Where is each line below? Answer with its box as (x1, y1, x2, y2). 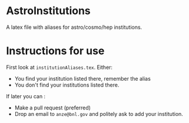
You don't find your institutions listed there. (14, 81, 120, 88)
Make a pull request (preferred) (14, 104, 91, 111)
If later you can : (6, 92, 46, 99)
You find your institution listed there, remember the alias (14, 75, 151, 82)
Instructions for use (6, 44, 105, 58)
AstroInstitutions (6, 4, 91, 18)
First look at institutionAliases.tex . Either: (6, 64, 113, 71)
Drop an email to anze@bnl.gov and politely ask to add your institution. (14, 110, 184, 117)
